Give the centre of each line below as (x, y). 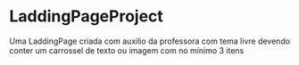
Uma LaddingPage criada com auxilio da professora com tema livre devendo (150, 41)
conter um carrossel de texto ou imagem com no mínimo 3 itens (127, 50)
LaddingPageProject (86, 16)
